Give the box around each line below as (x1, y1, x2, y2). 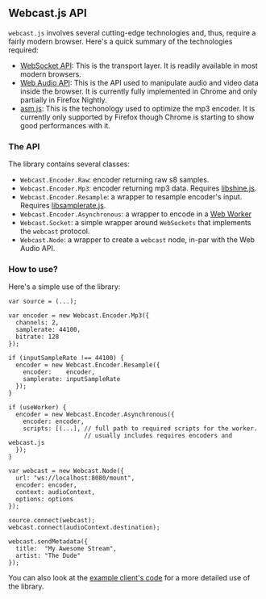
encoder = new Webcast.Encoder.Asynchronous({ (15, 411, 175, 419)
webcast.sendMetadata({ (8, 538, 89, 546)
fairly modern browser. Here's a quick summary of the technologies (8, 36, 233, 46)
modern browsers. (19, 69, 82, 79)
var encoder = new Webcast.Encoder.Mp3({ (8, 312, 150, 320)
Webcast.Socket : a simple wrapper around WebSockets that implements (19, 218, 251, 228)
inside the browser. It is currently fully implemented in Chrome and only (19, 86, 258, 96)
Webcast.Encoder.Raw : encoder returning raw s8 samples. (19, 175, 210, 185)
